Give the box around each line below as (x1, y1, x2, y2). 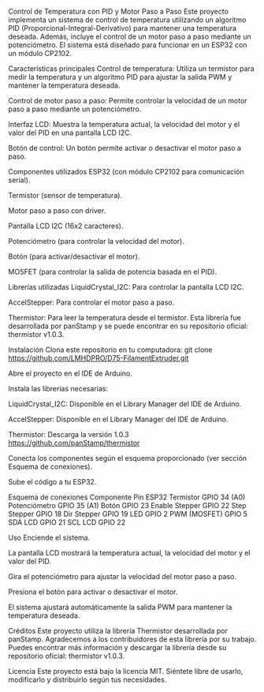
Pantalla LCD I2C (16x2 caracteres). (8, 221, 124, 230)
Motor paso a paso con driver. (8, 206, 106, 215)
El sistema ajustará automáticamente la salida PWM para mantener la (8, 603, 232, 612)
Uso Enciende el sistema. (8, 533, 91, 542)
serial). (8, 175, 31, 185)
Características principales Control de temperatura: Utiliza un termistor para (8, 64, 255, 73)
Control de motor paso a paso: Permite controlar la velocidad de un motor (8, 96, 247, 105)
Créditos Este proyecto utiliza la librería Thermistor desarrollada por (8, 627, 229, 635)
